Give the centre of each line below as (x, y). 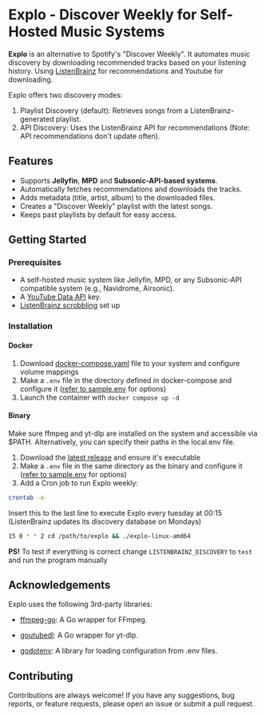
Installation (31, 326)
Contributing (41, 676)
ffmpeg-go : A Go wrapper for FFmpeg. (83, 620)
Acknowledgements (59, 585)
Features (31, 161)
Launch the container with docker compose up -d (99, 397)
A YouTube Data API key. (61, 297)
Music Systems (113, 32)
